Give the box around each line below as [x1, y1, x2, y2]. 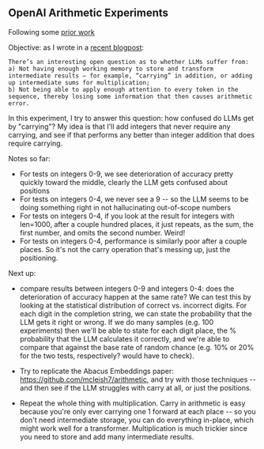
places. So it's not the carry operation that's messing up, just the [19, 244, 231, 254]
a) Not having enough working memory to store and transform [8, 65, 214, 73]
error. [8, 99, 30, 108]
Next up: [8, 268, 36, 277]
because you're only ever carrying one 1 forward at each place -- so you [19, 406, 257, 416]
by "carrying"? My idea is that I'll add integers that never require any [8, 122, 231, 131]
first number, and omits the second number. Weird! [19, 228, 186, 237]
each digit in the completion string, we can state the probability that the [19, 308, 253, 319]
